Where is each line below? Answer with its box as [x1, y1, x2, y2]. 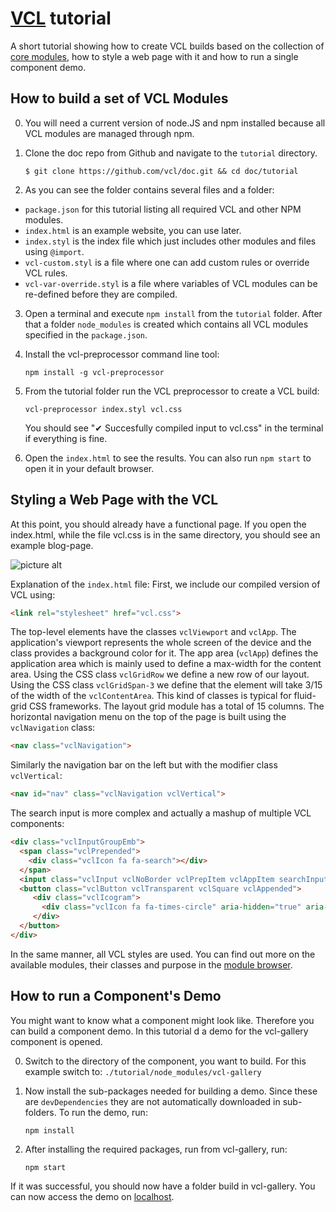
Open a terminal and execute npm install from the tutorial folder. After [24, 307, 323, 319]
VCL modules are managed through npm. [24, 127, 195, 139]
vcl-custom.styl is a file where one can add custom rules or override [24, 256, 310, 268]
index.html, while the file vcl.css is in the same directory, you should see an [10, 528, 321, 541]
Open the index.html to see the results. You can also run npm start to [24, 452, 312, 464]
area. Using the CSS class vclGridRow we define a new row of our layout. [10, 668, 310, 681]
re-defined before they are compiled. [24, 288, 178, 300]
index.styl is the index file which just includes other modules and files [24, 235, 317, 247]
